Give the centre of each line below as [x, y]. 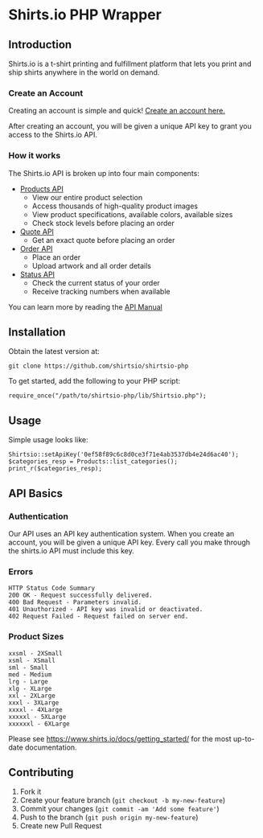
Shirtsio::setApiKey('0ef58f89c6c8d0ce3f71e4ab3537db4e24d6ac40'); [124, 455]
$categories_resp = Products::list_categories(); [93, 462]
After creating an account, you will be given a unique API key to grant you [130, 126]
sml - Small [28, 668]
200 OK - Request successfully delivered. [80, 596]
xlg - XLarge [30, 688]
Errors [21, 571]
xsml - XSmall [32, 660]
